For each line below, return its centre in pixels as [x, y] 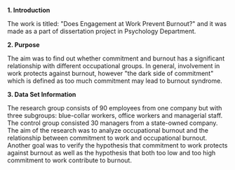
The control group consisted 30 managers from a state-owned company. [113, 123]
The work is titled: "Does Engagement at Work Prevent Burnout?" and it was [117, 24]
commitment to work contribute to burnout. [69, 160]
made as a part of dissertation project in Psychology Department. [102, 31]
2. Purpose [23, 45]
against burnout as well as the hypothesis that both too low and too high [112, 153]
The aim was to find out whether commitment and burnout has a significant [116, 58]
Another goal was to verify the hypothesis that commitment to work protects [117, 145]
